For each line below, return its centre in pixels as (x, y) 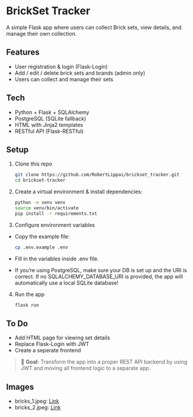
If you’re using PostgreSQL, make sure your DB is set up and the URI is (101, 270)
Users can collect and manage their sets (64, 79)
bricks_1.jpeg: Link (37, 401)
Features (23, 52)
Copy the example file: (42, 236)
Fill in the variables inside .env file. (57, 259)
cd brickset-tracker (40, 180)
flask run (27, 305)
